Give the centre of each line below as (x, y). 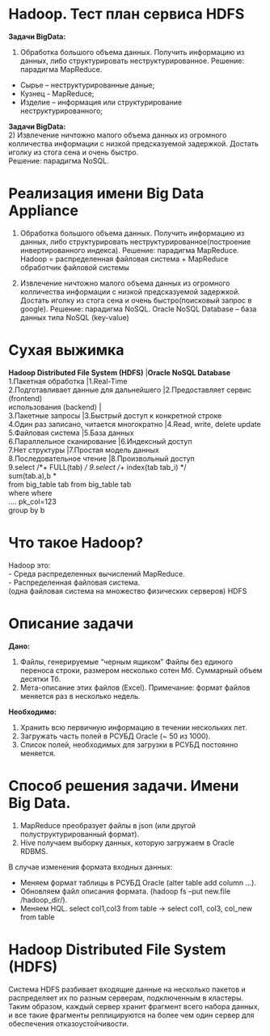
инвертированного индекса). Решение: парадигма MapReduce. (130, 250)
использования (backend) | (55, 407)
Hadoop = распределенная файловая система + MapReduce (124, 259)
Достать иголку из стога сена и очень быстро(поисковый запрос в (136, 300)
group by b (27, 510)
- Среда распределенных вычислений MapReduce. (97, 573)
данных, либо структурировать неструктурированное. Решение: (132, 61)
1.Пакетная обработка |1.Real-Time (68, 381)
